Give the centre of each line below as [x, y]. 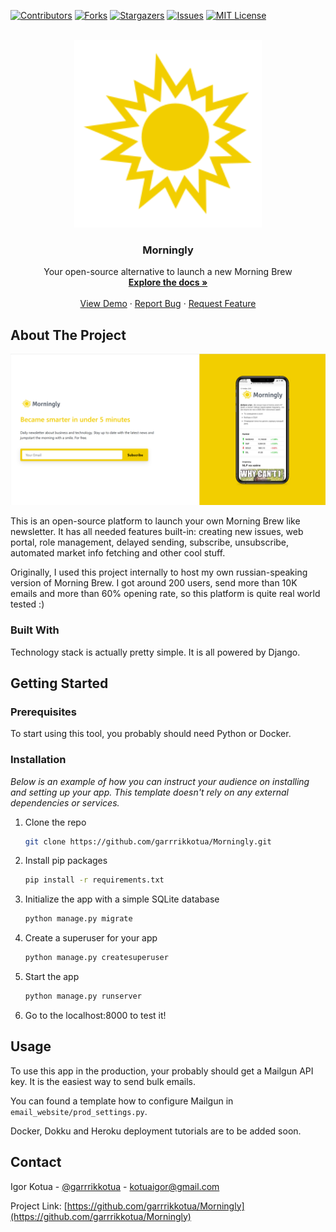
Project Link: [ [39, 1206]
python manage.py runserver [83, 996]
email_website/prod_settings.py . [79, 1111]
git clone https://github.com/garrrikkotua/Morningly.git [148, 841]
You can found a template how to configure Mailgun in [122, 1101]
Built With [35, 630]
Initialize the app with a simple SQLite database [122, 899]
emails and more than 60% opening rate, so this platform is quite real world [165, 594]
